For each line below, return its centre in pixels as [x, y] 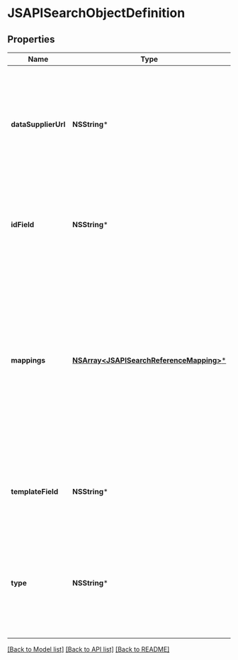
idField [23, 225]
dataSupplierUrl [38, 124]
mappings [28, 360]
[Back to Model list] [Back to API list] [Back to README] [89, 649]
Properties [31, 39]
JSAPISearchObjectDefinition [96, 13]
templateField [35, 491]
